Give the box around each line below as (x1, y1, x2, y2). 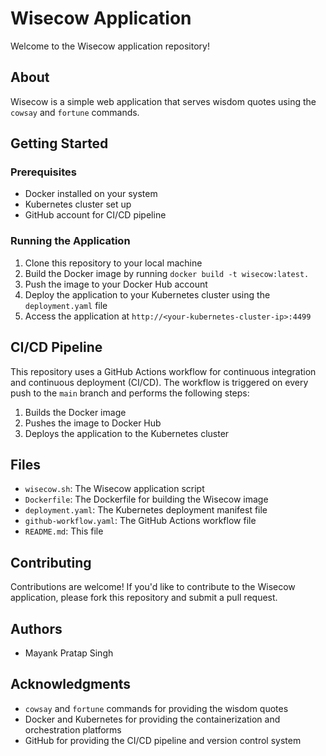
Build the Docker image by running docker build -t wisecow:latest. (24, 267, 310, 279)
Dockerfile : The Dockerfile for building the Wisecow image (24, 493, 269, 506)
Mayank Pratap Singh (24, 647, 114, 659)
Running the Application (10, 234, 131, 248)
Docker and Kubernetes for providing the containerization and (24, 713, 281, 725)
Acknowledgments (10, 676, 132, 693)
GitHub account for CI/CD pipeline (24, 209, 167, 221)
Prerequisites (10, 165, 77, 179)
